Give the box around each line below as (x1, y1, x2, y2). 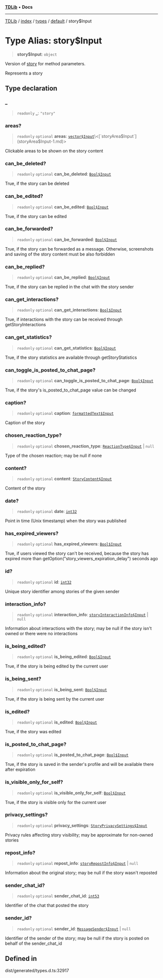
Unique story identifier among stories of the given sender (5, 588, 120, 594)
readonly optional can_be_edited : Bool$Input (16, 204, 109, 210)
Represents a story (5, 70, 43, 76)
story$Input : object (16, 51, 57, 57)
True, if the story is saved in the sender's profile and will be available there (5, 762, 154, 767)
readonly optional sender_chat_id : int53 (16, 893, 99, 899)
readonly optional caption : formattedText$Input (16, 411, 114, 416)
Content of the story (5, 485, 46, 491)
